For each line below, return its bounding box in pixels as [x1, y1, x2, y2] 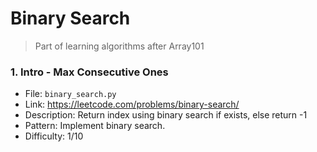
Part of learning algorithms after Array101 [34, 40, 205, 52]
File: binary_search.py [24, 88, 117, 100]
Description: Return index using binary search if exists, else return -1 [24, 109, 308, 121]
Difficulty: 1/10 [24, 130, 84, 142]
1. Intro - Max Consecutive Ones [10, 65, 169, 79]
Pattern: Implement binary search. [24, 120, 166, 132]
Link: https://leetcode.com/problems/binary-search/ [24, 98, 240, 111]
